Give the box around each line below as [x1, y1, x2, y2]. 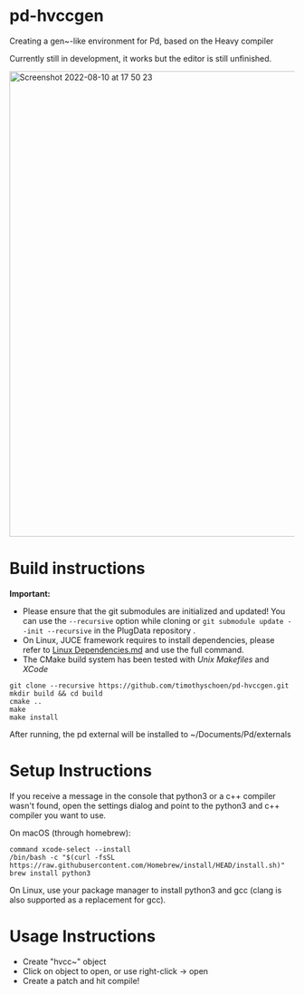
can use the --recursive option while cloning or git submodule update [22, 615, 284, 626]
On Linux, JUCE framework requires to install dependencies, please [22, 634, 275, 645]
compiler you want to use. [9, 809, 107, 821]
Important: [9, 588, 51, 599]
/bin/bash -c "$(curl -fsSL [9, 853, 116, 862]
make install [9, 713, 59, 722]
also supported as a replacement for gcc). [9, 894, 166, 905]
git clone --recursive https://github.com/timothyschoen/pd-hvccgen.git [9, 681, 290, 690]
